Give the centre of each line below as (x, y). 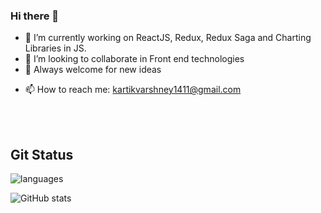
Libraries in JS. (55, 48)
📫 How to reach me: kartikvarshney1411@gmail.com (133, 90)
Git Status (42, 154)
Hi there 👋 (35, 16)
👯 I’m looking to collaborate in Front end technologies (134, 59)
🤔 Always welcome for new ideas (93, 70)
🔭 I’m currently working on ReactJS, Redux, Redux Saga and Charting (168, 38)
